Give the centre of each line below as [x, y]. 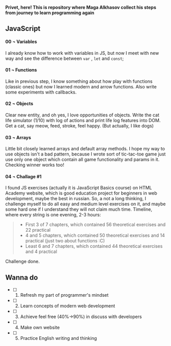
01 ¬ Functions [21, 70]
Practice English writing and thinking [59, 338]
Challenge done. [22, 262]
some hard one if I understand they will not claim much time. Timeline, [79, 209]
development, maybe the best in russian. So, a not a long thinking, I [76, 199]
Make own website [40, 328]
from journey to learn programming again [50, 13]
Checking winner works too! [35, 165]
